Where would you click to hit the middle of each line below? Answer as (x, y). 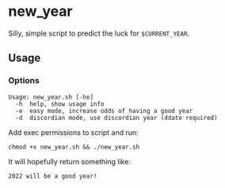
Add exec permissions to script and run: (73, 132)
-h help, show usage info (60, 104)
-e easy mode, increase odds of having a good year (104, 111)
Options (24, 81)
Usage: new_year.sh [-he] (51, 97)
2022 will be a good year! (53, 176)
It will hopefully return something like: (69, 161)
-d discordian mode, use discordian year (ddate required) (116, 118)
